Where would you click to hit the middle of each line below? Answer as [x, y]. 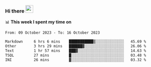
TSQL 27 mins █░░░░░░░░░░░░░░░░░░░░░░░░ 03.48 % [76, 55]
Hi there [15, 11]
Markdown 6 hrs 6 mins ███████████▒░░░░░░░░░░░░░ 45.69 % [76, 42]
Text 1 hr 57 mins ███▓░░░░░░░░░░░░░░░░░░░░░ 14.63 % [76, 51]
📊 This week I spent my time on [38, 22]
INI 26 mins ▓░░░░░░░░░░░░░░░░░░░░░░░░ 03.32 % [76, 60]
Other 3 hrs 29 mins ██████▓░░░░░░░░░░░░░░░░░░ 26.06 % [76, 46]
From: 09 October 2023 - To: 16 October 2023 [52, 33]
